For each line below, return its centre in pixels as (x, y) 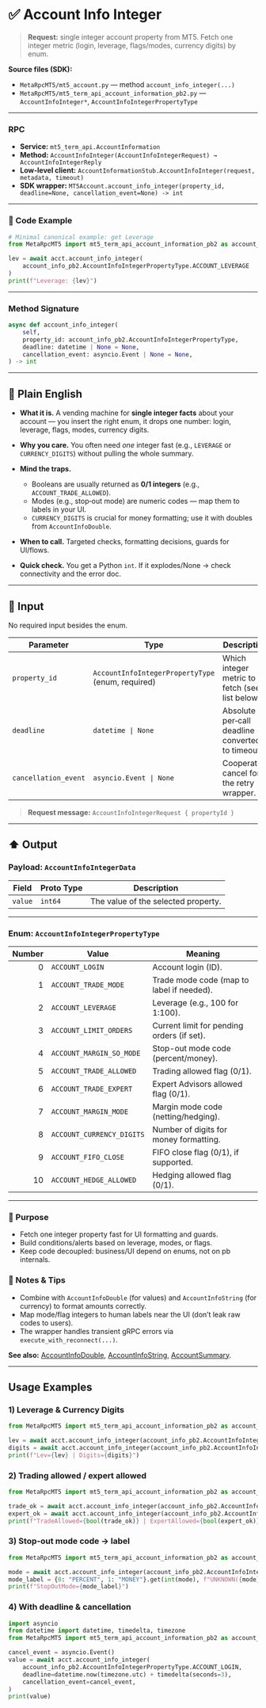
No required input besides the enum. (68, 625)
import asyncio (33, 1623)
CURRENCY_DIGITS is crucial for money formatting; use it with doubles (142, 518)
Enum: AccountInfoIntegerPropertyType (84, 933)
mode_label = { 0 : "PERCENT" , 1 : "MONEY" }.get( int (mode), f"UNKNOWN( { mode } (134, 1579)
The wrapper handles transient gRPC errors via (97, 1331)
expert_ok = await (38, 1514)
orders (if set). (179, 1035)
